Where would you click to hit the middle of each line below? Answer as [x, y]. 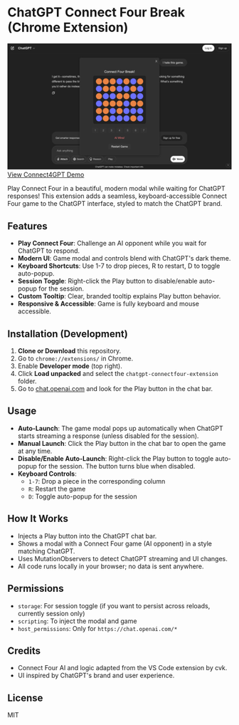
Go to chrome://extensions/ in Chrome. [75, 359]
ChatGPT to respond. [49, 251]
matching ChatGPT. [46, 551]
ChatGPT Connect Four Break [96, 12]
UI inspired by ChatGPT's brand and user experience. [96, 676]
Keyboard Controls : [47, 474]
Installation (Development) [68, 334]
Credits [24, 651]
